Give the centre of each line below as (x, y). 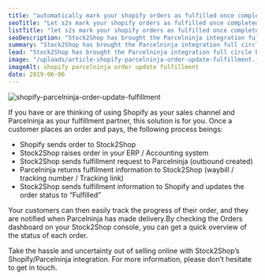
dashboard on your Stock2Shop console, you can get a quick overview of (127, 227)
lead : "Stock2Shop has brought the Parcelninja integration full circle (130, 52)
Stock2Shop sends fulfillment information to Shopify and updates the (132, 186)
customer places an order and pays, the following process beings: (116, 129)
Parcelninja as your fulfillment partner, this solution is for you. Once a (120, 120)
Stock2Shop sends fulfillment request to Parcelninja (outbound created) (136, 161)
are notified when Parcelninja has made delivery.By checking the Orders (125, 218)
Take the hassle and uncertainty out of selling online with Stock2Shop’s (124, 251)
